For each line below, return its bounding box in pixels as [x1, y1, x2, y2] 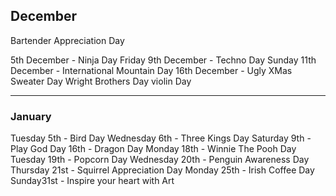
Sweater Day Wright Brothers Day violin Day [10, 75, 192, 87]
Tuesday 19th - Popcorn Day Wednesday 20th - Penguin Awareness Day [10, 154, 310, 166]
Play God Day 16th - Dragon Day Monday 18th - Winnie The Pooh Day [10, 143, 297, 155]
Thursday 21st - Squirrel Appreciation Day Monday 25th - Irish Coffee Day [10, 164, 315, 176]
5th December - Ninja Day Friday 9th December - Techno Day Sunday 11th [10, 54, 317, 66]
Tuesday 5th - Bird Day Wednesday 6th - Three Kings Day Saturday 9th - [10, 132, 312, 144]
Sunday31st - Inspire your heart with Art [10, 175, 175, 187]
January [10, 109, 52, 123]
